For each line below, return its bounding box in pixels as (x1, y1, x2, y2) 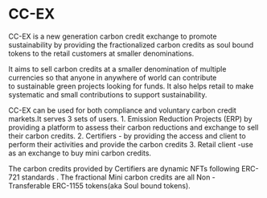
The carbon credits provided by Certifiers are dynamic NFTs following (8, 163, 240, 173)
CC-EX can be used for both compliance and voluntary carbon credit (8, 105, 237, 115)
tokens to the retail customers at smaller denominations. (8, 48, 195, 58)
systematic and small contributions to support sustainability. (8, 89, 207, 99)
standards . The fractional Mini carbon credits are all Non (21, 172, 211, 182)
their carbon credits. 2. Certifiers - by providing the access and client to (8, 130, 247, 141)
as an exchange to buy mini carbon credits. (8, 148, 151, 158)
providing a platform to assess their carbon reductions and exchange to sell (8, 122, 259, 132)
